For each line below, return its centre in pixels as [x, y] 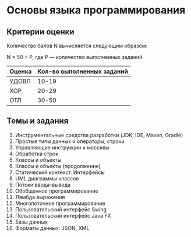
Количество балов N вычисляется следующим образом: [77, 46]
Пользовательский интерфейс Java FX [63, 215]
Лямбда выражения [40, 197]
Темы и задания [38, 121]
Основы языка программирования [96, 10]
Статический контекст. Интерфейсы [60, 172]
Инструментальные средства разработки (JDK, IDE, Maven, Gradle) [99, 135]
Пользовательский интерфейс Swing [61, 209]
